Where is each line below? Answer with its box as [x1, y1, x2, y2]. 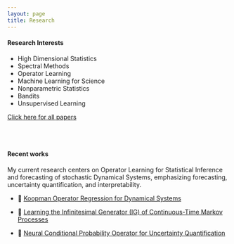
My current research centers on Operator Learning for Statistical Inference [7, 165, 223, 174]
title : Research [7, 17, 55, 24]
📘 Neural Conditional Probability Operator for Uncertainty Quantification [17, 229, 226, 237]
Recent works [7, 150, 49, 158]
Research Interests [7, 39, 64, 47]
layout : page [7, 10, 46, 18]
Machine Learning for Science [17, 77, 105, 85]
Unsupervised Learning [17, 99, 86, 108]
